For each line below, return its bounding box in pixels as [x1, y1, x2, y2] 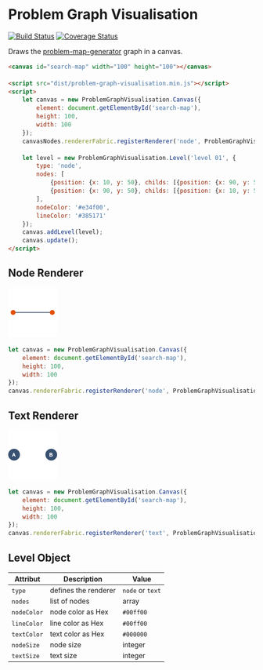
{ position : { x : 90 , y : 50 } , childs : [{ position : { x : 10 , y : [49, 187, 250, 195]
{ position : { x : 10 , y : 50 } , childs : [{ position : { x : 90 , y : [49, 179, 250, 187]
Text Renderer [8, 409, 79, 422]
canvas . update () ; [22, 237, 79, 245]
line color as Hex [49, 618, 104, 628]
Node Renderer [8, 267, 84, 280]
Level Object [8, 551, 71, 564]
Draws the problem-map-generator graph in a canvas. [8, 46, 183, 56]
